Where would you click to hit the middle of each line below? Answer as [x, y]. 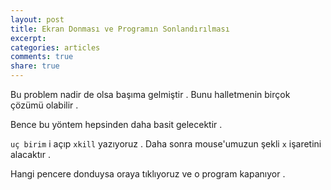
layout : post [37, 19]
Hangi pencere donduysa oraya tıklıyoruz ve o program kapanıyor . [148, 174]
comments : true [42, 57]
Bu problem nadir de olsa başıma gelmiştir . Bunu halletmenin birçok [150, 94]
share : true [35, 66]
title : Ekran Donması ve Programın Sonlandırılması [120, 29]
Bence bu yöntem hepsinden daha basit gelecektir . [116, 124]
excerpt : [28, 38]
